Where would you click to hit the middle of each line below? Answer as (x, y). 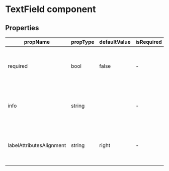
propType (83, 42)
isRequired (149, 42)
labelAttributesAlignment (37, 145)
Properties (22, 28)
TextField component (51, 9)
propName (37, 42)
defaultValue (115, 42)
